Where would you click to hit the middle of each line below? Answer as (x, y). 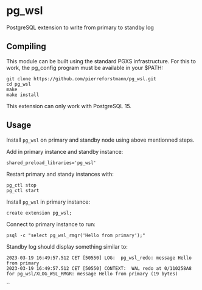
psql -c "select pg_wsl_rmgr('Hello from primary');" (76, 235)
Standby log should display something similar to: (67, 246)
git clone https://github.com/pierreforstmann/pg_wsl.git (81, 79)
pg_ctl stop (21, 185)
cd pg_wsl (19, 84)
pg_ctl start (23, 190)
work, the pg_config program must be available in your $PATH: (85, 67)
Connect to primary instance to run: (51, 224)
